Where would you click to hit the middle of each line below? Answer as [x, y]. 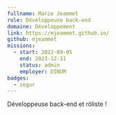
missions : [21, 46]
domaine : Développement [41, 26]
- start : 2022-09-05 [43, 53]
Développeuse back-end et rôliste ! [57, 104]
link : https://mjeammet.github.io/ [58, 33]
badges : [18, 78]
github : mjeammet [32, 39]
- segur [25, 85]
